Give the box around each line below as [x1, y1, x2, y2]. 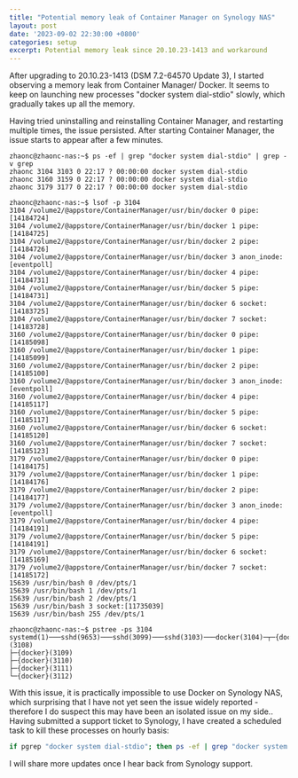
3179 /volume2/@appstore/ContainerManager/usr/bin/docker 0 [9, 454, 237, 464]
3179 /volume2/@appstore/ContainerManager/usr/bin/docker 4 [9, 516, 237, 526]
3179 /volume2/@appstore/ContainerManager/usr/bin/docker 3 [9, 501, 237, 510]
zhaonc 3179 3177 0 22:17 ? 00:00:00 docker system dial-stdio [9, 183, 248, 192]
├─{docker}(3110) [9, 656, 74, 665]
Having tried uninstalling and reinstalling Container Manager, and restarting [9, 116, 284, 127]
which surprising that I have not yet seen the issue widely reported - [9, 697, 259, 708]
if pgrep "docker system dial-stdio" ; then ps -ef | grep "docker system [9, 743, 288, 751]
